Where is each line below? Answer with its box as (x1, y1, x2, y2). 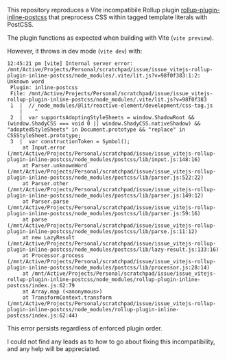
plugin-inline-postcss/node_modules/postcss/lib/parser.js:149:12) (7, 192, 204, 199)
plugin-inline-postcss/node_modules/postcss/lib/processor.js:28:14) (7, 264, 211, 271)
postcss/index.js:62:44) (7, 312, 78, 319)
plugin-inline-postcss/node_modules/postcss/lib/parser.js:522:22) (7, 174, 204, 181)
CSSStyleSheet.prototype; (7, 132, 81, 139)
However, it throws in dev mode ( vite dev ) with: (7, 47, 143, 55)
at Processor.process (22, 252, 84, 259)
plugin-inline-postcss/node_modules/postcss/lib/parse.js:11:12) (7, 228, 198, 235)
